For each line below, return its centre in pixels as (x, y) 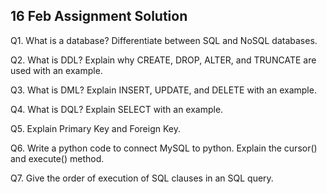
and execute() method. (57, 158)
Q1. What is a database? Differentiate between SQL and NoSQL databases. (164, 40)
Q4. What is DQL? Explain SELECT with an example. (117, 109)
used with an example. (56, 70)
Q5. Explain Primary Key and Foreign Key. (95, 128)
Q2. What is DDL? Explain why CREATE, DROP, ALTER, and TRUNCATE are (163, 60)
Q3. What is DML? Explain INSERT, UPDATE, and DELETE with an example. (163, 90)
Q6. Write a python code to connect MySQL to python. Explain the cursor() (164, 148)
